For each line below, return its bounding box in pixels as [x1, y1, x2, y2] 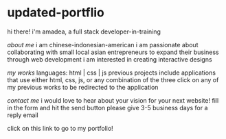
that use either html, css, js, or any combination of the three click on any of [7, 75, 219, 84]
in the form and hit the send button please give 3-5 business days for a [7, 103, 208, 112]
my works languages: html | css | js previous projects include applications [7, 68, 216, 77]
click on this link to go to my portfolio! [7, 124, 113, 132]
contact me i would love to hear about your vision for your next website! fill [7, 96, 219, 104]
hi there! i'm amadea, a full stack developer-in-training [7, 27, 161, 36]
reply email [7, 111, 39, 119]
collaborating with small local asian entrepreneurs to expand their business [7, 48, 219, 56]
